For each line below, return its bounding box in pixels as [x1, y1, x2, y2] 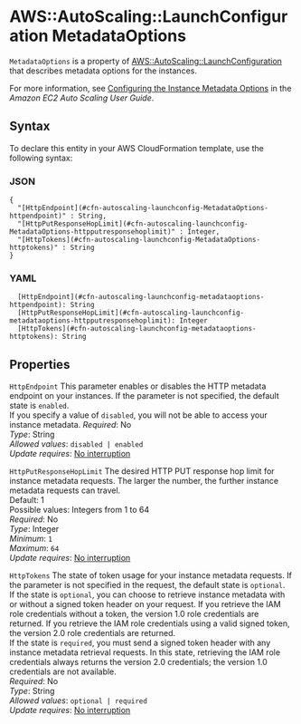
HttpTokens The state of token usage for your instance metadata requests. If [9, 570, 292, 581]
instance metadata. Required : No [9, 420, 132, 430]
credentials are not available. [9, 666, 118, 677]
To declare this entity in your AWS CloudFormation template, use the [9, 142, 264, 153]
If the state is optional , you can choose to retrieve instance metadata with [9, 589, 286, 600]
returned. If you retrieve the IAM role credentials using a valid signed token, [9, 618, 290, 629]
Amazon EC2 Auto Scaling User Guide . [9, 92, 155, 103]
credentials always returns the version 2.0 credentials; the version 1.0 [9, 657, 268, 668]
